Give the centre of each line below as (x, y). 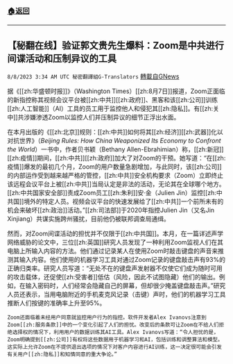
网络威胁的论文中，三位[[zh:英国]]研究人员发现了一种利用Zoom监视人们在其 (115, 242)
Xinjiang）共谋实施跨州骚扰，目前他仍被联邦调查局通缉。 (88, 219)
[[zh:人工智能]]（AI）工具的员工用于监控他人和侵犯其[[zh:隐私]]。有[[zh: (110, 108)
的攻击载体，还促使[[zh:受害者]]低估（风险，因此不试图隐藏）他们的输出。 (113, 277)
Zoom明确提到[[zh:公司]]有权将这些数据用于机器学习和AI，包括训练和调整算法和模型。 (115, 340)
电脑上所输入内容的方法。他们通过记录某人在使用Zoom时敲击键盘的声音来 (113, 251)
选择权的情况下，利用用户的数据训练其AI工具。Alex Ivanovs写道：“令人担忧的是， (115, 332)
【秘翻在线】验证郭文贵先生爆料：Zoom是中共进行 (115, 45)
